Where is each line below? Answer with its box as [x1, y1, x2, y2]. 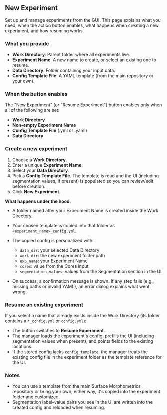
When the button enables [5, 91, 68, 98]
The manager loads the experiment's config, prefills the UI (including [12, 333, 154, 339]
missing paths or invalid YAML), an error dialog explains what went [12, 283, 150, 289]
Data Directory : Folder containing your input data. [12, 67, 116, 74]
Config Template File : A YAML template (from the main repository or [12, 73, 154, 79]
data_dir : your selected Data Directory [19, 247, 100, 253]
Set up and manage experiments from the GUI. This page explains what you [5, 17, 161, 23]
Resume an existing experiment [5, 301, 84, 308]
